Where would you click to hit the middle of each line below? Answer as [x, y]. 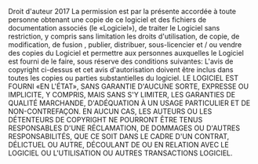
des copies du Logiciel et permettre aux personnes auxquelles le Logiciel [126, 53]
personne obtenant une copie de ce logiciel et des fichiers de [107, 20]
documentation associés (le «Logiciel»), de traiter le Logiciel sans [114, 28]
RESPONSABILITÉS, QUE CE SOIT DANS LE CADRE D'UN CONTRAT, [119, 136]
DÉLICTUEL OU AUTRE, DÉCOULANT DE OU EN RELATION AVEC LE [118, 145]
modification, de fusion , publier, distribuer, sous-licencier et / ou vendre [125, 45]
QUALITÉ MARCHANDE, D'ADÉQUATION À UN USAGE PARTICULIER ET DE [129, 103]
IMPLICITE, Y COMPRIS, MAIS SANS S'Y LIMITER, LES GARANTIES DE [122, 95]
